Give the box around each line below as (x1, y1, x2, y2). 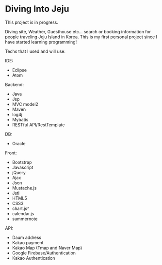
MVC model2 (12, 101, 39, 107)
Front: (5, 150, 17, 156)
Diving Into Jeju (5, 3, 69, 15)
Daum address (12, 235, 42, 240)
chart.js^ (12, 206, 30, 211)
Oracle (12, 140, 26, 146)
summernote (12, 216, 38, 221)
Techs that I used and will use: (5, 48, 66, 54)
